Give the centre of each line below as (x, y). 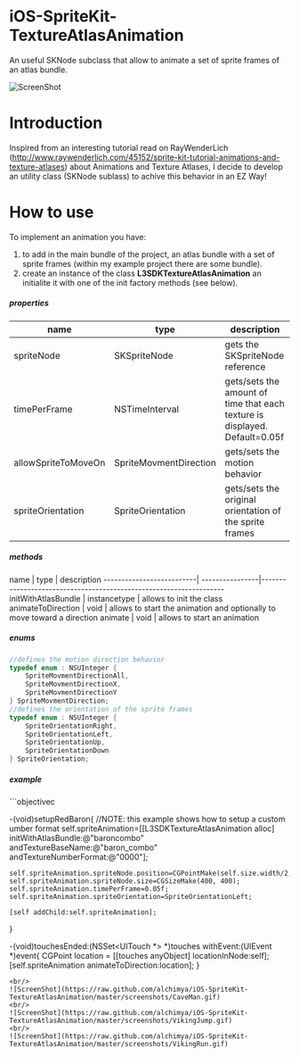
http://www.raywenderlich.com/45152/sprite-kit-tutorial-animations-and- (146, 157)
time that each (255, 404)
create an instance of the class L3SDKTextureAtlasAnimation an (142, 273)
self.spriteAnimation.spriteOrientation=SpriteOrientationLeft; (131, 897)
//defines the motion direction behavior (87, 659)
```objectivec (32, 802)
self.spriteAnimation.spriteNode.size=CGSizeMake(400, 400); (125, 881)
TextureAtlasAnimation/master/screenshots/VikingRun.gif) (119, 1045)
